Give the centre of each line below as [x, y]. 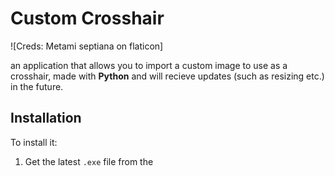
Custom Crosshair [87, 18]
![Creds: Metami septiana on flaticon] [87, 46]
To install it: [34, 142]
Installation [46, 118]
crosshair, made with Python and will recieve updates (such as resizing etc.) [167, 76]
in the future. [37, 86]
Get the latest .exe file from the [89, 161]
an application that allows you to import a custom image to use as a [149, 65]
